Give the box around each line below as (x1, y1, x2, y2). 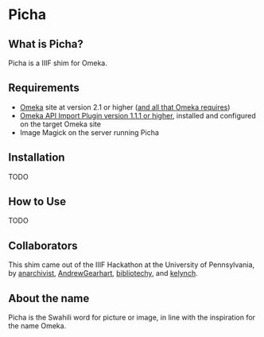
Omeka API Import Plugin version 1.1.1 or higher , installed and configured (19, 110, 256, 120)
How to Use (8, 195, 67, 208)
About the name (8, 292, 90, 305)
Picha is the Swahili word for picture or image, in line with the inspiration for (8, 312, 256, 323)
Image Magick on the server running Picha (19, 127, 159, 137)
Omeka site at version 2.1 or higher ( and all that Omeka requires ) (19, 102, 231, 112)
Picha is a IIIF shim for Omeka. (8, 58, 107, 68)
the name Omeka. (8, 321, 67, 331)
